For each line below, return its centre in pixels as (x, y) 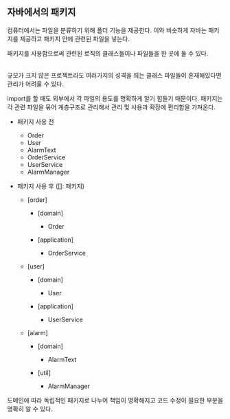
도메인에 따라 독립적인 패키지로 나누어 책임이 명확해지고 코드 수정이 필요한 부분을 (115, 400)
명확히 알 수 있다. (30, 409)
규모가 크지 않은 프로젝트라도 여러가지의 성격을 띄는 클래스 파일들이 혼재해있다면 (114, 75)
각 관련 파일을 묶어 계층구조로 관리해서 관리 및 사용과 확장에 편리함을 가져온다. (112, 107)
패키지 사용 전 (35, 122)
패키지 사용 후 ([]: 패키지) (50, 186)
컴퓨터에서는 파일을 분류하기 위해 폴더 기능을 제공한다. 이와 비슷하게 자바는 (107, 30)
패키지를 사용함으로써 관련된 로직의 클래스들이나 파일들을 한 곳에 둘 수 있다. (108, 53)
